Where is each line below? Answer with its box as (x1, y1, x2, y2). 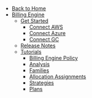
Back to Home (11, 5, 46, 12)
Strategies (29, 79, 54, 86)
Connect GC (29, 36, 59, 43)
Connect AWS (29, 23, 63, 30)
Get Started (20, 17, 49, 24)
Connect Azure (29, 30, 66, 37)
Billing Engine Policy (29, 55, 78, 61)
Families (29, 67, 50, 73)
